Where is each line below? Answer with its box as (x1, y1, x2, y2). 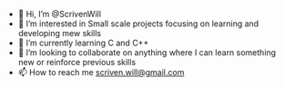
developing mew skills (17, 28, 102, 38)
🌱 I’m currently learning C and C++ (17, 37, 149, 48)
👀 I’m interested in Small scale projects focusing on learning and (17, 18, 260, 29)
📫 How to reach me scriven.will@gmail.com (17, 67, 185, 77)
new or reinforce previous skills (17, 57, 137, 67)
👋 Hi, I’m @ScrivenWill (17, 9, 102, 19)
